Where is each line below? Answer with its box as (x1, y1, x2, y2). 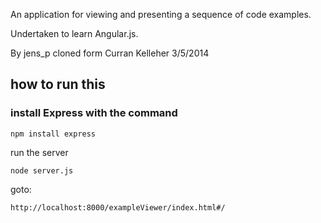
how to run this (10, 76, 106, 93)
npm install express (10, 129, 97, 139)
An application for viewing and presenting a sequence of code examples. (10, 9, 312, 20)
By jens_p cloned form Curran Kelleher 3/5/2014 (10, 47, 210, 59)
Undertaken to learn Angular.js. (10, 28, 139, 39)
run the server (10, 146, 69, 158)
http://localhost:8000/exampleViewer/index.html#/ (10, 202, 226, 213)
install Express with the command (10, 106, 178, 120)
